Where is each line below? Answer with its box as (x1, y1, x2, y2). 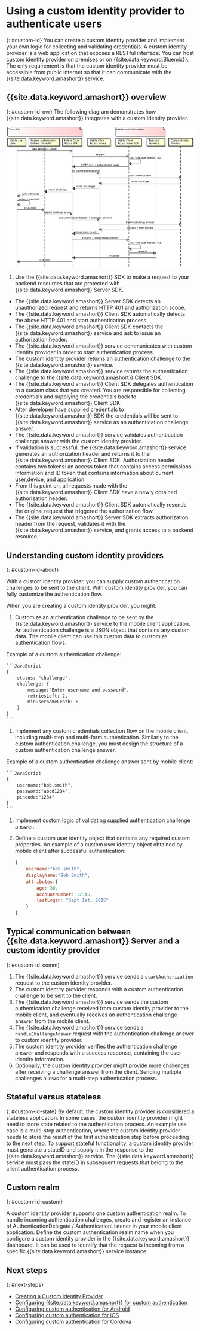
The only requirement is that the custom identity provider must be (6, 62, 168, 69)
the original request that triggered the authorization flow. (14, 507, 154, 515)
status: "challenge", (17, 675, 70, 681)
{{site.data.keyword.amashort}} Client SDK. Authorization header (14, 456, 175, 464)
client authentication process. (6, 1165, 79, 1172)
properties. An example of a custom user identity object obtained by (14, 841, 183, 848)
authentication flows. (14, 639, 67, 647)
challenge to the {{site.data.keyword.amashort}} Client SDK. (14, 374, 163, 381)
